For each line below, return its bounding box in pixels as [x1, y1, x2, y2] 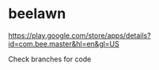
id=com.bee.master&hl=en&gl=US [8, 39, 120, 48]
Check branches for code [8, 54, 92, 64]
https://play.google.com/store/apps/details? [8, 31, 152, 40]
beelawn [8, 5, 66, 23]
